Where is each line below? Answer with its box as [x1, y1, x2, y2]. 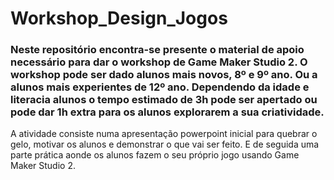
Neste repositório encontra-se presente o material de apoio [10, 43, 305, 57]
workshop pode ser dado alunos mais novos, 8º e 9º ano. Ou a [10, 68, 318, 82]
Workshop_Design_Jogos [10, 7, 228, 30]
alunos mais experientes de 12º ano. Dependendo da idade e [10, 80, 310, 94]
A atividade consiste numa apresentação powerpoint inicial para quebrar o [10, 128, 318, 140]
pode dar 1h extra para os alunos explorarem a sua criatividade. [10, 105, 325, 119]
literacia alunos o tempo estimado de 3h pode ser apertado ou [10, 93, 318, 107]
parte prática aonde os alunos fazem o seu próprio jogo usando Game [10, 149, 300, 161]
